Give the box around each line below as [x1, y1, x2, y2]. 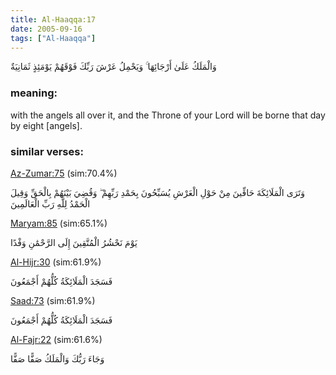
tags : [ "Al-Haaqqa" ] [10, 33, 97, 43]
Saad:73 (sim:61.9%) [10, 294, 96, 306]
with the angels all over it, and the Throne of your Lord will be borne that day [10, 109, 326, 121]
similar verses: [10, 144, 84, 158]
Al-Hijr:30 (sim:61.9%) [10, 256, 102, 268]
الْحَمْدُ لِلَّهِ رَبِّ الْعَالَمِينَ [10, 197, 91, 210]
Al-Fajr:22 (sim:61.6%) [10, 333, 103, 345]
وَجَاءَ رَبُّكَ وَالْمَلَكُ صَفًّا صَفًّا [10, 352, 105, 365]
